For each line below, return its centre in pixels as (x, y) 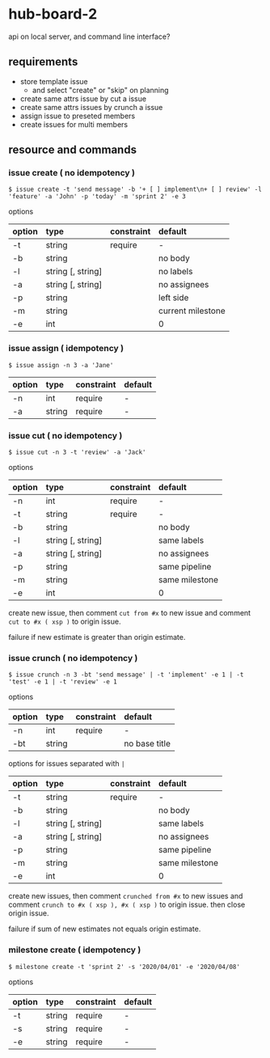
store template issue (54, 81)
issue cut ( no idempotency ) (65, 435)
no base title (148, 743)
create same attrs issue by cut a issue (83, 99)
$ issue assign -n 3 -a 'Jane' (61, 365)
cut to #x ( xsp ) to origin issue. (65, 622)
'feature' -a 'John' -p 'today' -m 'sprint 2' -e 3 (97, 197)
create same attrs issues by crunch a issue (91, 107)
